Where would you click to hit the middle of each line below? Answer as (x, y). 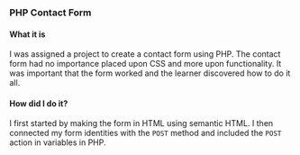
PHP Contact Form (50, 13)
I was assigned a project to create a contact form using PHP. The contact (145, 54)
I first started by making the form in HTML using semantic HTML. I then (141, 123)
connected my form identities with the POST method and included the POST (145, 133)
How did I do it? (39, 103)
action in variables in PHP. (58, 142)
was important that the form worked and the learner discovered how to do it (150, 73)
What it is (27, 34)
